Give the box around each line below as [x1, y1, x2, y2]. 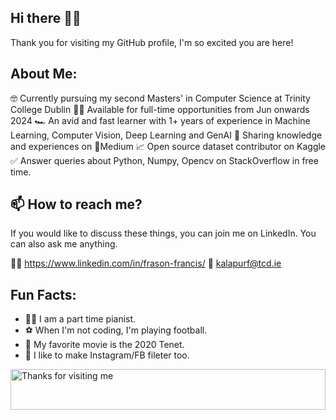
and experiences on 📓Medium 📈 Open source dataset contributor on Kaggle [10, 140, 327, 152]
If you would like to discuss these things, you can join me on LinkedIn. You [10, 227, 317, 240]
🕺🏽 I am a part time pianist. [24, 313, 137, 325]
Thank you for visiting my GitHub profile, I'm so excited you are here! [10, 36, 294, 48]
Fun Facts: [10, 286, 77, 303]
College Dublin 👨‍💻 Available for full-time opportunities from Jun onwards [10, 103, 310, 115]
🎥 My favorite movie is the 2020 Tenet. [24, 339, 185, 351]
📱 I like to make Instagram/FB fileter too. [24, 349, 190, 361]
